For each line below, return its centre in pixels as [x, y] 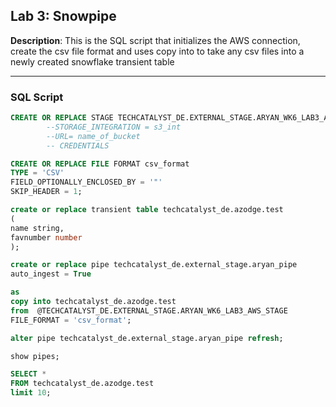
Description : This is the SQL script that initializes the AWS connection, [155, 40]
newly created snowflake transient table [92, 61]
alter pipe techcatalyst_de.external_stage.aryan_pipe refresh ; [147, 338]
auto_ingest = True [51, 274]
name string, [37, 228]
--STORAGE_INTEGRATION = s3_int [114, 127]
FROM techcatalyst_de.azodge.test [82, 384]
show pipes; [35, 356]
